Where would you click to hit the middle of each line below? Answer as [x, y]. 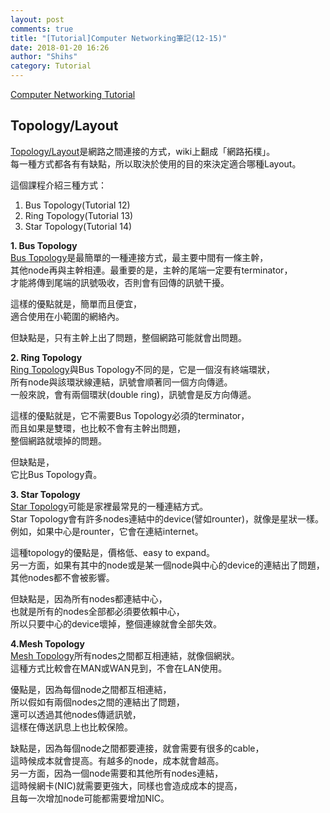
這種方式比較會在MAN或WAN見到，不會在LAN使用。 [119, 668]
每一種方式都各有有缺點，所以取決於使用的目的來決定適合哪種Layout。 [156, 163]
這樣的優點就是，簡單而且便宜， [76, 303]
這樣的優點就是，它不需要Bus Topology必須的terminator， [130, 415]
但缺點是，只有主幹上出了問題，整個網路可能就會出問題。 [128, 337]
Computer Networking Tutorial [73, 94]
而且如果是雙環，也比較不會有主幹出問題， [98, 428]
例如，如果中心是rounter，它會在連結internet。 [107, 531]
